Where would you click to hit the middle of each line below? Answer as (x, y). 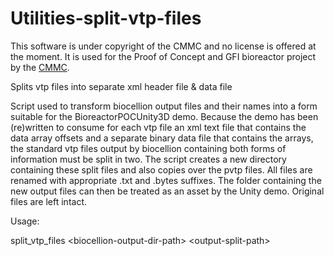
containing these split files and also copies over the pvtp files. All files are (161, 169)
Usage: (25, 221)
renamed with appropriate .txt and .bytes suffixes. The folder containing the (166, 180)
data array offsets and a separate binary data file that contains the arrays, (162, 138)
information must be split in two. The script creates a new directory (148, 159)
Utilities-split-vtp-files (106, 18)
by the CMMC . (40, 67)
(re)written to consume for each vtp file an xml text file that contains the (158, 127)
